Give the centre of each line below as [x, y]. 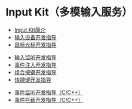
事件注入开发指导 [35, 65]
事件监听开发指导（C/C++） [49, 92]
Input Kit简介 [30, 30]
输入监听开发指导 [35, 57]
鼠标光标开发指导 [35, 45]
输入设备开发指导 [35, 37]
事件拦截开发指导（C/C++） [49, 99]
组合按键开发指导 [35, 72]
